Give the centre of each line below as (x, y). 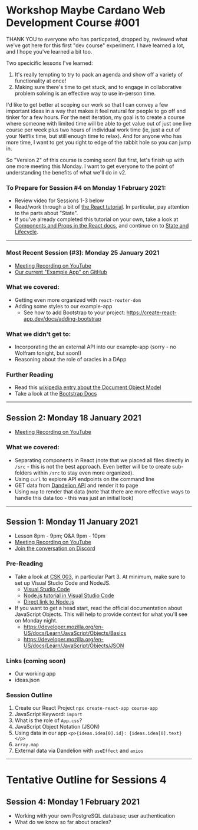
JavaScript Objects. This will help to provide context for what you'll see (101, 614)
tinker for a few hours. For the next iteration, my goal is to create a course (95, 117)
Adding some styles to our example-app (63, 306)
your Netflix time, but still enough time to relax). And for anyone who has (94, 136)
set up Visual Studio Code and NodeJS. (62, 583)
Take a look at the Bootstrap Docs (56, 394)
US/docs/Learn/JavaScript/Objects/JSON (74, 645)
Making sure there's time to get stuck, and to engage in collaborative (98, 87)
